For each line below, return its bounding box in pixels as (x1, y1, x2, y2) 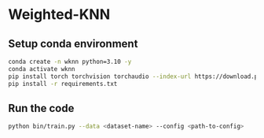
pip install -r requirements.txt (8, 80, 118, 88)
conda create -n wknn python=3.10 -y (8, 58, 132, 65)
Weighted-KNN (8, 6, 111, 24)
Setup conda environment (8, 37, 138, 50)
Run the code (8, 101, 75, 115)
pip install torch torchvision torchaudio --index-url (8, 73, 192, 80)
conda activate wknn (8, 65, 76, 73)
